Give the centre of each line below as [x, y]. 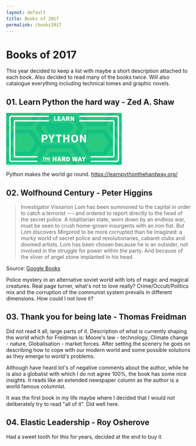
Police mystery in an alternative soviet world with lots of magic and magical [97, 279]
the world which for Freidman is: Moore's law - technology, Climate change [97, 337]
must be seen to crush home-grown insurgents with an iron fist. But [102, 225]
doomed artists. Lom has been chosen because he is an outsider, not [104, 244]
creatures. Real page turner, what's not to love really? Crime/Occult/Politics [97, 286]
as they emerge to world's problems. [51, 356]
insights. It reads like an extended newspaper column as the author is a [92, 380]
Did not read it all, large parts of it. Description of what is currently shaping [97, 331]
